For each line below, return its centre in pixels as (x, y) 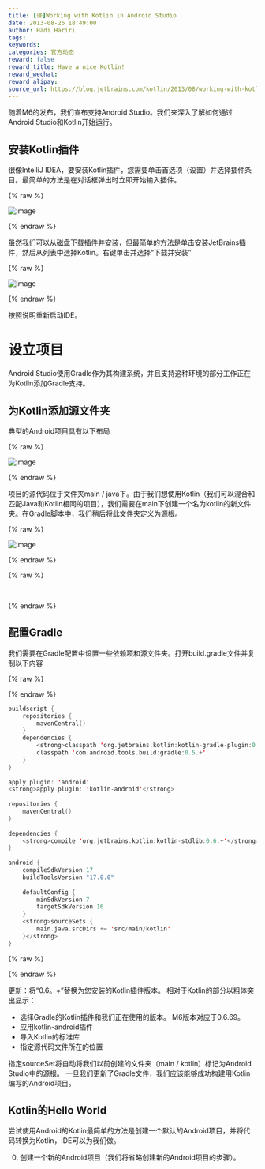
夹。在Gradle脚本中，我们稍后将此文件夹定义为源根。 (95, 513)
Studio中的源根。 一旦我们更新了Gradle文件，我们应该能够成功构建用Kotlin (129, 1073)
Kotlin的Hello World (58, 1111)
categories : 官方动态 (41, 52)
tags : (17, 38)
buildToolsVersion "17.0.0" (68, 878)
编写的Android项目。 (42, 1083)
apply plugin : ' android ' (49, 782)
